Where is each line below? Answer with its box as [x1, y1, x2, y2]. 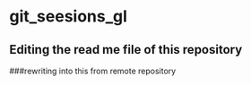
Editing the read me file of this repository [9, 42, 243, 57]
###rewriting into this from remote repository [9, 65, 177, 76]
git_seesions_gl [9, 6, 128, 27]
